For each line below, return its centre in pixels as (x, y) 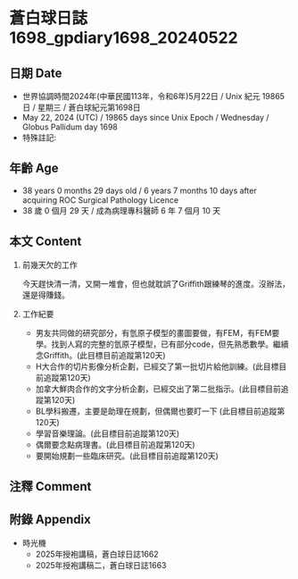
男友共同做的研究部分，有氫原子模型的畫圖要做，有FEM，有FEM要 (157, 332)
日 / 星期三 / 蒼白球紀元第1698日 (81, 107)
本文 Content (46, 242)
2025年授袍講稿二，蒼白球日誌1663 (101, 565)
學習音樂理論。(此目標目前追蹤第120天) (108, 433)
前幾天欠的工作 (50, 264)
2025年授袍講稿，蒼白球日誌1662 (97, 554)
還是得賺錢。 (46, 295)
